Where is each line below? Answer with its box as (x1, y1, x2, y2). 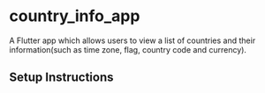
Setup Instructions (9, 70, 114, 85)
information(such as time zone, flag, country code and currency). (9, 44, 247, 54)
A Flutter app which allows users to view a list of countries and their (9, 35, 256, 46)
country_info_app (9, 6, 140, 26)
